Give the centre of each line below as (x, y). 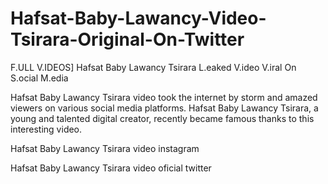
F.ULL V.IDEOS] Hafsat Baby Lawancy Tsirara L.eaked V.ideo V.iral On (153, 67)
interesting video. (46, 129)
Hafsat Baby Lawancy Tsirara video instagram (105, 148)
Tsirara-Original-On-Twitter (127, 39)
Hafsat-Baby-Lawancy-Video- (138, 18)
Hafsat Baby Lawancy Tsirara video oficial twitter (111, 168)
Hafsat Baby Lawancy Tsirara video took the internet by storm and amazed (164, 97)
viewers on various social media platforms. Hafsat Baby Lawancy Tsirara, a (164, 108)
